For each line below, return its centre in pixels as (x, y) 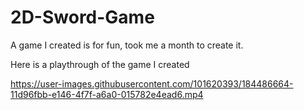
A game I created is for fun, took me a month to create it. (127, 45)
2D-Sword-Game (82, 17)
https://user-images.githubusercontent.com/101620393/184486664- (152, 83)
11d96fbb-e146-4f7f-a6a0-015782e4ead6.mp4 (107, 94)
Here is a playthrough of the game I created (100, 64)
